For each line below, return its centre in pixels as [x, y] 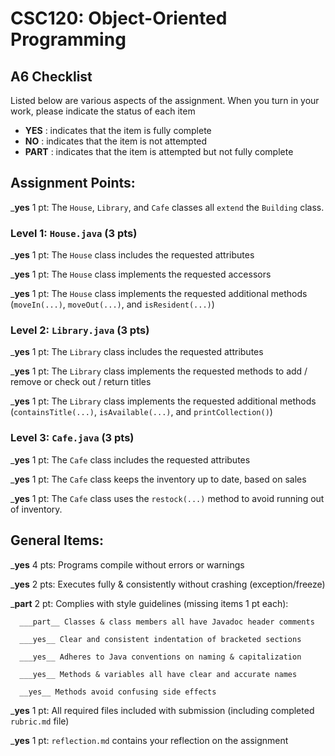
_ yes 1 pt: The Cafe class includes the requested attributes [130, 459]
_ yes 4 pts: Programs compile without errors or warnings [127, 564]
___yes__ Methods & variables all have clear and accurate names [158, 674]
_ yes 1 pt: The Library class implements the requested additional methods [163, 401]
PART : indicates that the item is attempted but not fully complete [159, 151]
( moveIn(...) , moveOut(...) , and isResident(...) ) [112, 304]
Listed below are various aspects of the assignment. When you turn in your [165, 100]
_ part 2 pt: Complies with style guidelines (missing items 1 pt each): [149, 603]
